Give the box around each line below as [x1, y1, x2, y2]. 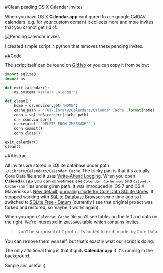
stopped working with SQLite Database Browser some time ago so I [5, 194, 142, 200]
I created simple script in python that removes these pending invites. [5, 43, 144, 49]
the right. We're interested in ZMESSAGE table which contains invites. [5, 219, 140, 225]
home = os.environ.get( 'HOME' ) [14, 103, 78, 108]
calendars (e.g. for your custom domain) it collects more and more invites [5, 19, 154, 25]
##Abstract [5, 153, 28, 159]
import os [5, 76, 26, 81]
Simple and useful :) [5, 263, 46, 269]
